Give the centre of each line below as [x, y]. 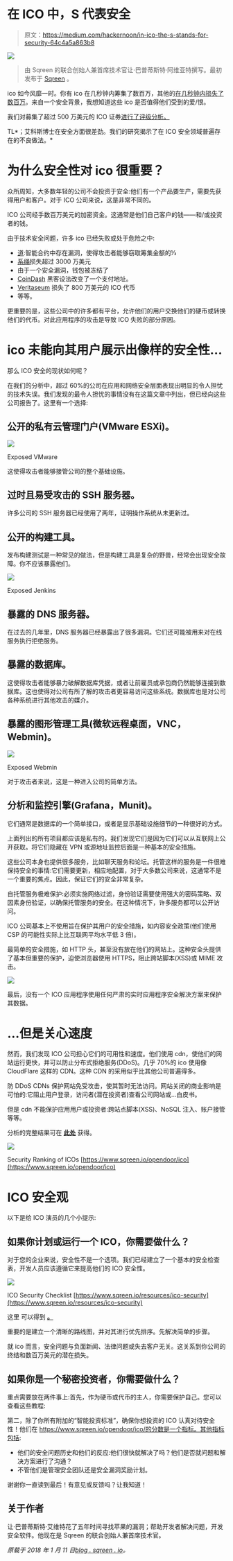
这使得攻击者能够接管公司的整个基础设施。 [68, 471]
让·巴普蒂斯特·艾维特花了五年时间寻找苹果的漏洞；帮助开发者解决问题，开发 [115, 1526]
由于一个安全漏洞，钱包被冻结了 [63, 270]
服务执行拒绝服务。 [35, 641]
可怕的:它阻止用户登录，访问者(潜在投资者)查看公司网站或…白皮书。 [104, 1095]
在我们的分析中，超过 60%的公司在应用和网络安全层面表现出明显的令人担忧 [115, 385]
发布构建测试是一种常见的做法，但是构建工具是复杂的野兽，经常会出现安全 [113, 555]
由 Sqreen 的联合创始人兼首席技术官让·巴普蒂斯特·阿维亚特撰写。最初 [123, 69]
